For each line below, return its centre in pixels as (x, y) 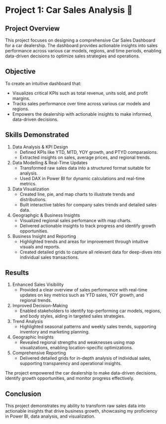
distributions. (33, 199)
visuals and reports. (40, 246)
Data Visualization (31, 189)
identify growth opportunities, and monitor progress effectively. (70, 378)
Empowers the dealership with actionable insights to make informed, (82, 114)
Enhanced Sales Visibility (38, 284)
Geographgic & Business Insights (46, 215)
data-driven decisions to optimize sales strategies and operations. (73, 56)
